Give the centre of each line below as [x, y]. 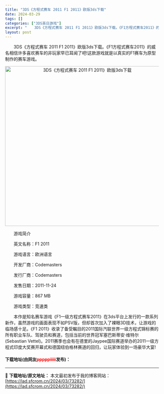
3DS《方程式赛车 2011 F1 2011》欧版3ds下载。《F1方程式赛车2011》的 [82, 47]
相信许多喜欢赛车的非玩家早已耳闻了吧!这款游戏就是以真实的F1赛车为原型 [82, 53]
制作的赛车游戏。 [22, 59]
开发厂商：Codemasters [38, 265]
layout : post [18, 32]
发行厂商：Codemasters [38, 275]
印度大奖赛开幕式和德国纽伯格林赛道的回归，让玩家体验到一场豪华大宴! [85, 347]
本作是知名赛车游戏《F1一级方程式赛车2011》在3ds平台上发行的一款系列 [86, 317]
